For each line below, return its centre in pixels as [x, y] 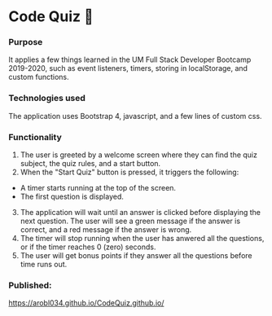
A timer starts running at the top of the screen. [98, 188]
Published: [30, 285]
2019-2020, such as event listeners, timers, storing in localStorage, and [128, 68]
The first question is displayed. [72, 197]
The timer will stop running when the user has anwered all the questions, [142, 239]
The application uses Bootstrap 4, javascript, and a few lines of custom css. [135, 116]
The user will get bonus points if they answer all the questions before [136, 256]
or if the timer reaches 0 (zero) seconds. [88, 247]
